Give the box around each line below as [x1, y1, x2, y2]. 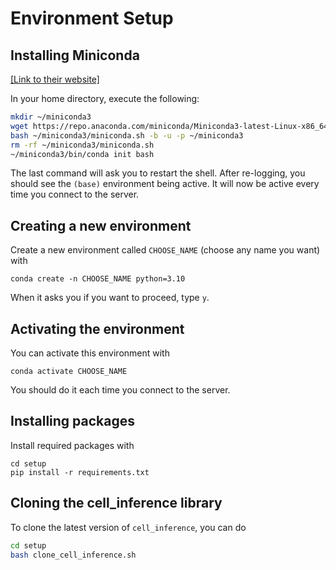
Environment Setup [10, 7, 174, 30]
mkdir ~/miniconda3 [10, 112, 92, 122]
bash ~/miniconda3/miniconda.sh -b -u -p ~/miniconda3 [10, 130, 244, 141]
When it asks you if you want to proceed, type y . [10, 292, 210, 304]
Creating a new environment [10, 217, 192, 234]
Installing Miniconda [10, 47, 140, 64]
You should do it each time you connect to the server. [10, 384, 231, 396]
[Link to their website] [10, 73, 100, 85]
